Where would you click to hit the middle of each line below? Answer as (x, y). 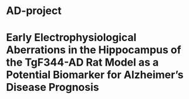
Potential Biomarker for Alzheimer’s (95, 75)
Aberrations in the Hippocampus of (94, 50)
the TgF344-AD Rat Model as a (82, 62)
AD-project (34, 11)
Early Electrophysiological (71, 38)
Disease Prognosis (53, 88)
